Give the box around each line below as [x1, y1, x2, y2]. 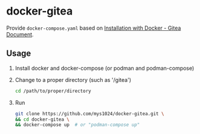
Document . [6, 30, 34, 38]
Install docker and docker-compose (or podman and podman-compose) [15, 64, 195, 72]
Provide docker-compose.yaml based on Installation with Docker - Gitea [6, 24, 181, 32]
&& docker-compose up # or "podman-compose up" [15, 122, 140, 128]
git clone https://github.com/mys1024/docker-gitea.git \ [15, 110, 164, 116]
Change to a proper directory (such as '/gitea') [15, 76, 132, 83]
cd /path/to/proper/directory [15, 88, 92, 94]
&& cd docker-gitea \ [15, 116, 70, 122]
